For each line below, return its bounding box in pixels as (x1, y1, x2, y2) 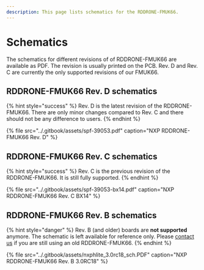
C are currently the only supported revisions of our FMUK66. (6, 68, 159, 76)
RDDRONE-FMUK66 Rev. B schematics (6, 210, 157, 221)
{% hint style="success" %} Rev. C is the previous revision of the (6, 167, 170, 175)
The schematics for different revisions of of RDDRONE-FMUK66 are (6, 56, 177, 63)
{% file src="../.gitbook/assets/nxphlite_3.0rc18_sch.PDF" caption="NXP (6, 251, 188, 258)
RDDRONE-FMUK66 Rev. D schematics (6, 86, 158, 97)
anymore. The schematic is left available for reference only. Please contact (6, 233, 194, 240)
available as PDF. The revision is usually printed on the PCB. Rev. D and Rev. (6, 62, 199, 69)
